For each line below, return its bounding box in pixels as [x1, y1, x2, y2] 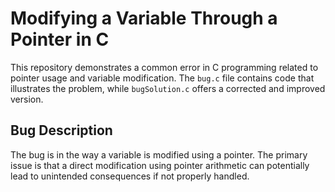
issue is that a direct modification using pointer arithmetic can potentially [10, 159, 310, 171]
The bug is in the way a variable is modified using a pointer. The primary [10, 148, 308, 161]
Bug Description [10, 122, 113, 139]
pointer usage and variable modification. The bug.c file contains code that [10, 72, 315, 84]
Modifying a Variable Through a [10, 7, 278, 30]
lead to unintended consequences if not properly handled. [10, 170, 250, 182]
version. [10, 93, 44, 105]
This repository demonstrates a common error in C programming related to [10, 61, 319, 73]
